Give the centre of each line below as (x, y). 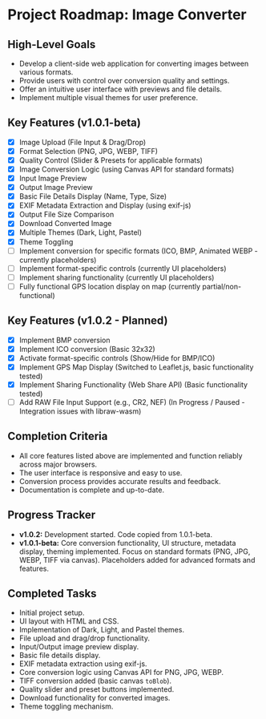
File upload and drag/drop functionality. (84, 638)
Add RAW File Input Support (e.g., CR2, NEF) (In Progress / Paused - (132, 402)
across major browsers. (58, 464)
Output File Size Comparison (66, 215)
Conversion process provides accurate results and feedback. (120, 481)
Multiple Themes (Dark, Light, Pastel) (80, 232)
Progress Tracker (52, 515)
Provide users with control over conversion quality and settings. (124, 81)
